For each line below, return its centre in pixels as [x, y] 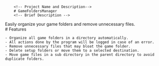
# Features [16, 29]
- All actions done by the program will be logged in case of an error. [80, 42]
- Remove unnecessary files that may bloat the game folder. [68, 46]
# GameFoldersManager [35, 11]
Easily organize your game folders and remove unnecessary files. [70, 24]
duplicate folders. [25, 59]
